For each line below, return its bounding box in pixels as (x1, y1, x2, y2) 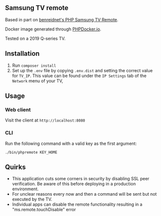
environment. (12, 186, 39, 192)
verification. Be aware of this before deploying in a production (12, 181, 136, 187)
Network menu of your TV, (12, 77, 64, 84)
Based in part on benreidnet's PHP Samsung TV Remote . (5, 16, 119, 22)
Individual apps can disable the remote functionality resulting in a (12, 201, 143, 207)
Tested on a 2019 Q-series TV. (5, 35, 66, 41)
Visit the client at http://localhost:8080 (5, 117, 85, 123)
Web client (5, 106, 31, 113)
